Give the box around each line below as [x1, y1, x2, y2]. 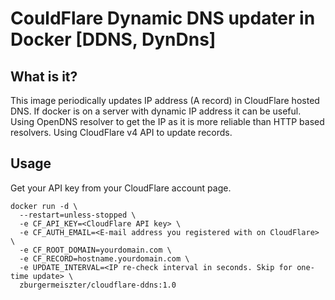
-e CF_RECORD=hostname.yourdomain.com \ [19, 253, 190, 264]
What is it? [10, 68, 78, 85]
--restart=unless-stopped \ [19, 210, 137, 220]
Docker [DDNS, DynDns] [10, 28, 217, 51]
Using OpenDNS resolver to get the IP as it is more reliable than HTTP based [10, 116, 325, 127]
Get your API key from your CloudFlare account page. [10, 182, 232, 194]
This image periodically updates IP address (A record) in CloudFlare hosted [10, 95, 320, 106]
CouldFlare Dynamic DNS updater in [10, 7, 316, 30]
